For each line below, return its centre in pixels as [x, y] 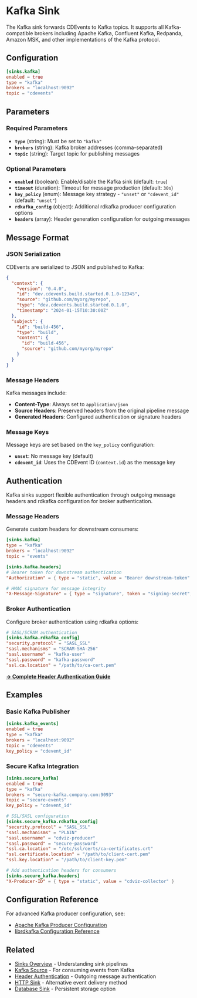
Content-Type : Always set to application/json [71, 404]
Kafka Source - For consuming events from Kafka [74, 970]
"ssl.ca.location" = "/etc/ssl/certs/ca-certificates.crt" [80, 849]
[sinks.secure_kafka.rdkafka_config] [52, 822]
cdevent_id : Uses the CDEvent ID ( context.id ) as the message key [95, 463]
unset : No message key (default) [54, 456]
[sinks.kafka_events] [33, 724]
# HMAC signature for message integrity [56, 588]
